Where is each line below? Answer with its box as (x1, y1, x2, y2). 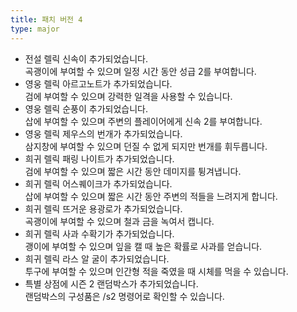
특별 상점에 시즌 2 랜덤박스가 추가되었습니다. (24, 277, 199, 290)
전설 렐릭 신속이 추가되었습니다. (24, 52, 148, 65)
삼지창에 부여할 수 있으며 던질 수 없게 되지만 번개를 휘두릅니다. (24, 140, 268, 152)
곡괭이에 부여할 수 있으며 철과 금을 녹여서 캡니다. (24, 215, 215, 227)
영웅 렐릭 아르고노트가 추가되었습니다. (24, 77, 173, 90)
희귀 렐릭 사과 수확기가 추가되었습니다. (24, 227, 175, 240)
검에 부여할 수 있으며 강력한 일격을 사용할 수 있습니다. (24, 90, 233, 102)
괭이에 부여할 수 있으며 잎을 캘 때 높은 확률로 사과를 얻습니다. (24, 240, 263, 252)
